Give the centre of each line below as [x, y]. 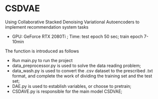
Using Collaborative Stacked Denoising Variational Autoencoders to [72, 22]
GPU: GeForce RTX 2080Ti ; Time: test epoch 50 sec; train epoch [77, 36]
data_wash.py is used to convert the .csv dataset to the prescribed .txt [82, 70]
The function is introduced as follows [42, 51]
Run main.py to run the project [42, 60]
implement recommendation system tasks [47, 27]
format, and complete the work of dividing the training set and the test [82, 76]
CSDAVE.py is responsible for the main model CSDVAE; [67, 91]
